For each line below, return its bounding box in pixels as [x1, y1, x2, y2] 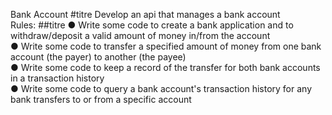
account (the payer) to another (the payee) [10, 51, 187, 63]
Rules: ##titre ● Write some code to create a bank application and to [10, 19, 294, 31]
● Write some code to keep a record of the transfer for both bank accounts [10, 62, 321, 73]
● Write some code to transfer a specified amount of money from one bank [10, 40, 322, 52]
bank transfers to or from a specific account [10, 94, 192, 105]
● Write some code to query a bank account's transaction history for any [10, 83, 313, 94]
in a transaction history [10, 72, 105, 84]
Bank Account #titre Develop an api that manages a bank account [10, 9, 281, 20]
